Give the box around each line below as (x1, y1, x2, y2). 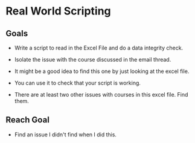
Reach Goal (5, 115, 50, 125)
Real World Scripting (5, 4, 111, 18)
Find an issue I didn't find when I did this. (14, 131, 117, 138)
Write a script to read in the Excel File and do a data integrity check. (14, 44, 184, 51)
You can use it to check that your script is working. (14, 80, 141, 86)
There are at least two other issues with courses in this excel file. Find (14, 91, 188, 98)
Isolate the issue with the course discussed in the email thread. (14, 56, 171, 63)
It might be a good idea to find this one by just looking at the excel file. (14, 68, 190, 75)
